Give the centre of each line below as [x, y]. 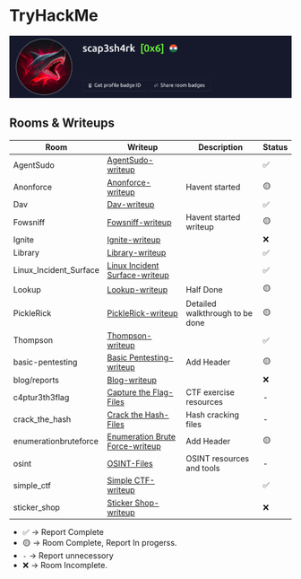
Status [275, 147]
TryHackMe [54, 16]
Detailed [201, 304]
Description [221, 147]
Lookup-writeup [138, 289]
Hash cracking [213, 415]
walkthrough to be [219, 313]
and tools [203, 469]
